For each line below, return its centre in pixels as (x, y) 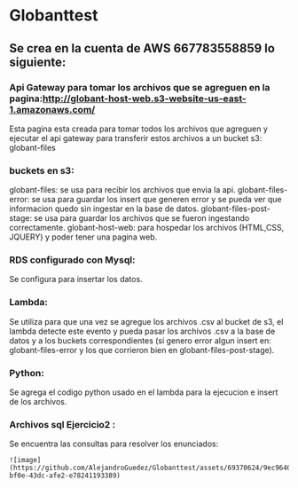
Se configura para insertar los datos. (76, 279)
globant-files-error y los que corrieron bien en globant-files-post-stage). (142, 350)
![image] (25, 460)
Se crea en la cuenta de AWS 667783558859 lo (142, 48)
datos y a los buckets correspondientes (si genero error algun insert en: (141, 340)
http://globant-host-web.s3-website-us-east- (144, 98)
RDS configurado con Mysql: (72, 260)
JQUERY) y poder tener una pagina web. (83, 237)
